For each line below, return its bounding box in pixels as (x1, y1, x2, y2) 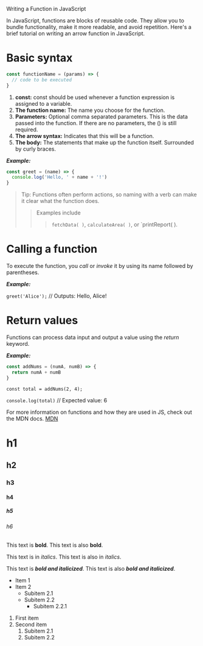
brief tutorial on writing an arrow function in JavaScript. (6, 30, 145, 37)
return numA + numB (12, 369, 61, 376)
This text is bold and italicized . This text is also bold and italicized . (6, 565, 176, 572)
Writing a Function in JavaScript (6, 5, 86, 12)
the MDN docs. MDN (6, 414, 58, 422)
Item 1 (15, 577, 30, 584)
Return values (6, 314, 78, 328)
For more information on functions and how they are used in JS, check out (6, 408, 193, 416)
